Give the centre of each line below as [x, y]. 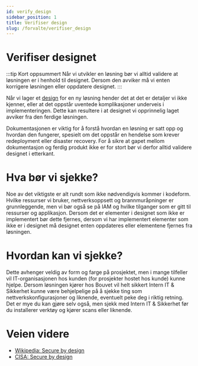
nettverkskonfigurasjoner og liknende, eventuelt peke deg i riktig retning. [95, 298]
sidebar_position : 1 [32, 17]
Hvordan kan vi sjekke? [64, 256]
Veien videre [38, 334]
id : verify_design [29, 12]
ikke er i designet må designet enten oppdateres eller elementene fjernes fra [99, 225]
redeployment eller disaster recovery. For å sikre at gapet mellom [85, 141]
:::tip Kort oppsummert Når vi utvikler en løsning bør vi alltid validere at [92, 74]
